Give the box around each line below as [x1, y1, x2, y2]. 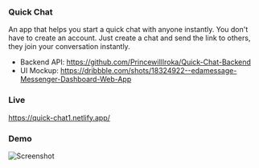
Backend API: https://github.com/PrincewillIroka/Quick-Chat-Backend [19, 57, 252, 67]
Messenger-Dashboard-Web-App [19, 75, 132, 84]
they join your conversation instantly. [8, 42, 130, 51]
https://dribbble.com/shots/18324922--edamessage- [60, 66, 237, 76]
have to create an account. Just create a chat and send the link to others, [8, 33, 251, 43]
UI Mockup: [19, 66, 59, 76]
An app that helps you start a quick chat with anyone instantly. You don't [8, 25, 249, 35]
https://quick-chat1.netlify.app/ [8, 113, 111, 122]
